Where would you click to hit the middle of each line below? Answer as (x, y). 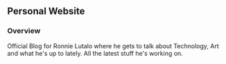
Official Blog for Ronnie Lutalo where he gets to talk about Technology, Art (113, 46)
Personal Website (46, 11)
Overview (24, 31)
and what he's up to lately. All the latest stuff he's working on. (95, 53)
